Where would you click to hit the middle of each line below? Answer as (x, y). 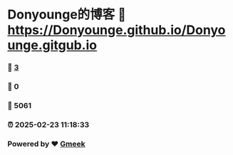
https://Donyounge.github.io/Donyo (116, 30)
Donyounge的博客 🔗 (67, 15)
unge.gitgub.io (52, 45)
